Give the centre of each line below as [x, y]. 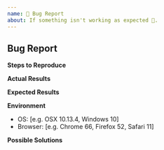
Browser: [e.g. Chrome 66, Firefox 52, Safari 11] [86, 127]
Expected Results [33, 92]
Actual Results [29, 79]
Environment [26, 106]
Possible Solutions [35, 140]
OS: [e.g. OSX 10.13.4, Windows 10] [68, 119]
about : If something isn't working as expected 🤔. [83, 20]
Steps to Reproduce [37, 65]
